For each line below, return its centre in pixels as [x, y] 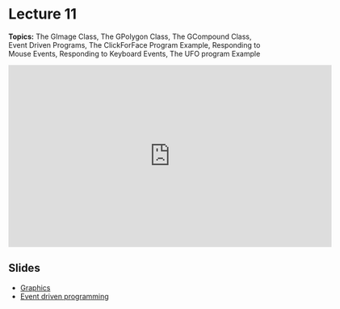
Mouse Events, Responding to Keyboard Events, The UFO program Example [134, 53]
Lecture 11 [42, 14]
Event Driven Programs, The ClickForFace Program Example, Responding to [134, 44]
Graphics [35, 287]
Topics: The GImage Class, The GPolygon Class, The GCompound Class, [130, 36]
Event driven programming [64, 296]
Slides [24, 268]
